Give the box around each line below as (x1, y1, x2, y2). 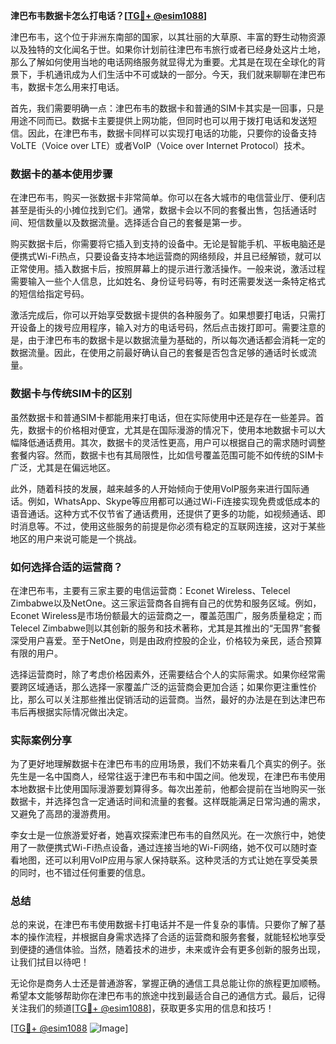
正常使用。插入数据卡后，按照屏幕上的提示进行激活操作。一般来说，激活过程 (10, 263, 326, 275)
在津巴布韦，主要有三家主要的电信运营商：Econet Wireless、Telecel (10, 584, 291, 596)
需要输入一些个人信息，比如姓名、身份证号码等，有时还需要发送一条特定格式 (10, 275, 326, 288)
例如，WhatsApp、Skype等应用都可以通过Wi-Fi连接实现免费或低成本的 (27, 495, 321, 507)
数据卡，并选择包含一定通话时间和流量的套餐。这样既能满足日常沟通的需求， (10, 795, 326, 808)
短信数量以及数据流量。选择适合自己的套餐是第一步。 (27, 217, 247, 229)
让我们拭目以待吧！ (10, 956, 90, 968)
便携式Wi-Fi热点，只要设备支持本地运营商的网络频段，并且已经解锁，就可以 (10, 250, 322, 263)
